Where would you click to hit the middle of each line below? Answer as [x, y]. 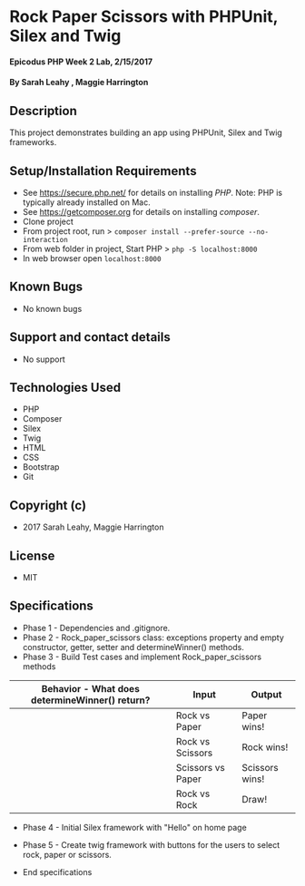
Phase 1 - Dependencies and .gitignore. [96, 628]
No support [44, 359]
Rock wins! [265, 747]
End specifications [57, 871]
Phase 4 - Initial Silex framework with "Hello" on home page [134, 827]
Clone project [48, 221]
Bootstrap [41, 467]
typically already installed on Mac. [87, 202]
